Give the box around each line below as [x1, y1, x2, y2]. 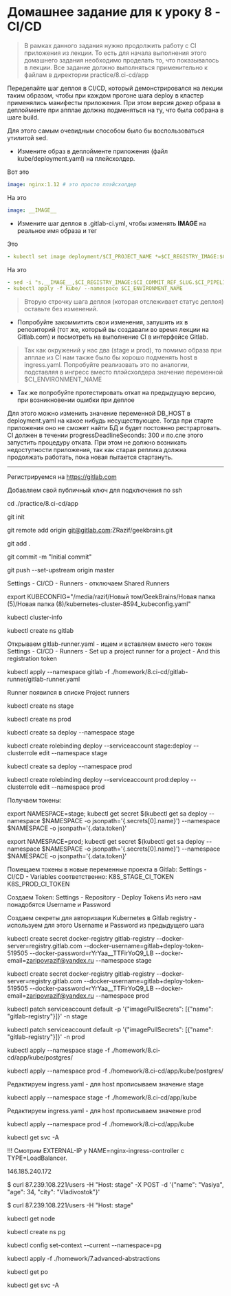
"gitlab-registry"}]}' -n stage [7, 1012, 88, 1020]
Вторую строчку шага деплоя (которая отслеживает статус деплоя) [23, 298, 224, 306]
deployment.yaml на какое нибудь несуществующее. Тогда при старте [7, 416, 214, 425]
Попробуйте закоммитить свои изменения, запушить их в [16, 318, 188, 326]
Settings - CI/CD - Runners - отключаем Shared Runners [7, 579, 170, 588]
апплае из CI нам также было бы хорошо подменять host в [23, 353, 198, 361]
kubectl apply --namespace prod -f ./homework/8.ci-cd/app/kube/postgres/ [7, 1066, 223, 1075]
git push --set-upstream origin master [7, 566, 115, 574]
